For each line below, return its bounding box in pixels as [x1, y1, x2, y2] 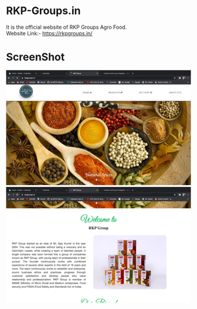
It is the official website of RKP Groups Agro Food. [6, 23, 127, 31]
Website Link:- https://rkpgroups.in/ [6, 29, 93, 36]
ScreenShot [6, 51, 65, 64]
